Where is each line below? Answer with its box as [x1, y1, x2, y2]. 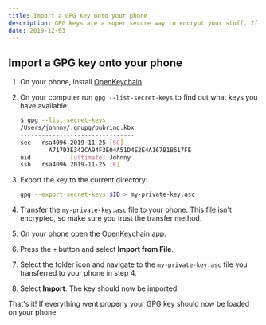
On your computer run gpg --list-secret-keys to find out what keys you [19, 92, 258, 102]
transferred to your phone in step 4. [19, 268, 137, 278]
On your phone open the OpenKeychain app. [19, 229, 166, 239]
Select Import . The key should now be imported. [19, 284, 179, 293]
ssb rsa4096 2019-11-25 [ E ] [19, 161, 121, 169]
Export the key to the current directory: [19, 175, 148, 185]
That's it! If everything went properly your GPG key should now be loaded [8, 300, 250, 309]
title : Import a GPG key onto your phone [8, 11, 148, 20]
